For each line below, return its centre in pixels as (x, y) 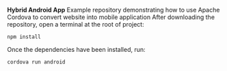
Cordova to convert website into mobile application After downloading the (111, 17)
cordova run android (37, 62)
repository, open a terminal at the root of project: (76, 24)
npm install (24, 37)
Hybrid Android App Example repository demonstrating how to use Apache (113, 10)
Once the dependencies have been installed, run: (76, 49)
